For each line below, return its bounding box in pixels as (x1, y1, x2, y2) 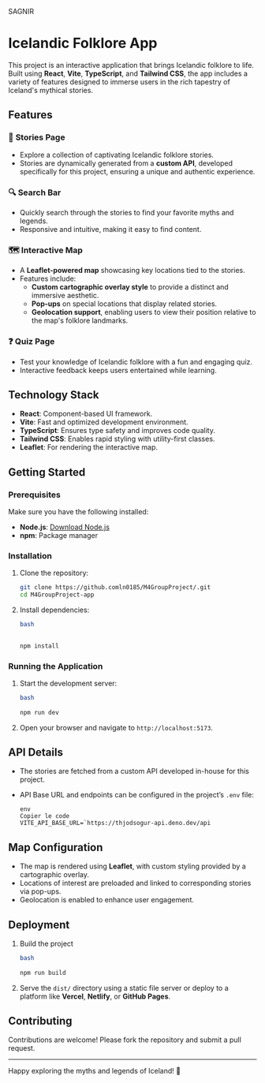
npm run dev (19, 708, 59, 716)
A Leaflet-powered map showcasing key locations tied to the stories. (19, 266, 246, 275)
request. (8, 1044, 35, 1053)
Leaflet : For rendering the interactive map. (19, 443, 158, 452)
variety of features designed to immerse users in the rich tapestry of (8, 77, 230, 86)
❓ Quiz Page (8, 336, 55, 347)
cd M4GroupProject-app (19, 591, 95, 599)
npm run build (19, 969, 66, 977)
